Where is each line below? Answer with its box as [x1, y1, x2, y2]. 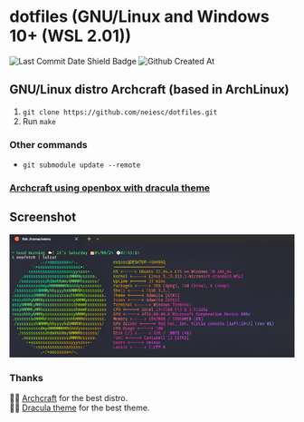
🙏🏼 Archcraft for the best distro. [9, 392, 128, 403]
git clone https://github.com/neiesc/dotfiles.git [22, 107, 218, 117]
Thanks [9, 372, 43, 385]
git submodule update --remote [22, 161, 141, 170]
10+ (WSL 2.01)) [9, 25, 132, 46]
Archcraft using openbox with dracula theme [9, 182, 211, 194]
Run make [22, 115, 56, 126]
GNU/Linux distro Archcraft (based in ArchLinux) [9, 82, 290, 97]
